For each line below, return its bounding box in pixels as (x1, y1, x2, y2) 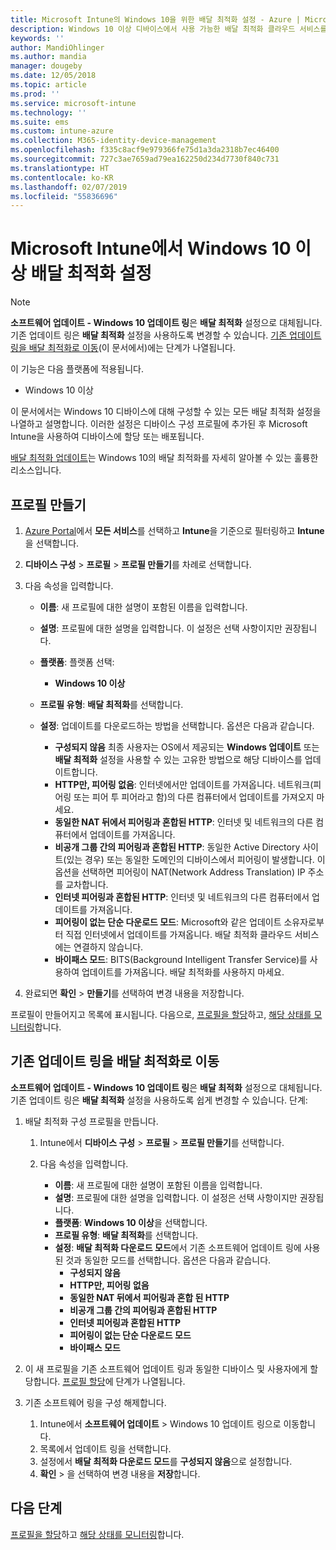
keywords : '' (10, 33, 65, 43)
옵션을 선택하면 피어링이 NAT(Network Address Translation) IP (54, 866, 306, 878)
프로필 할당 (62, 1375, 106, 1387)
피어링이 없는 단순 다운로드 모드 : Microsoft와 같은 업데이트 (54, 916, 282, 928)
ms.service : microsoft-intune (10, 98, 137, 108)
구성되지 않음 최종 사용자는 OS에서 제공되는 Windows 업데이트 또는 (54, 741, 320, 753)
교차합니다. (65, 879, 109, 890)
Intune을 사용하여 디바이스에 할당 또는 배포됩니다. (10, 431, 205, 443)
